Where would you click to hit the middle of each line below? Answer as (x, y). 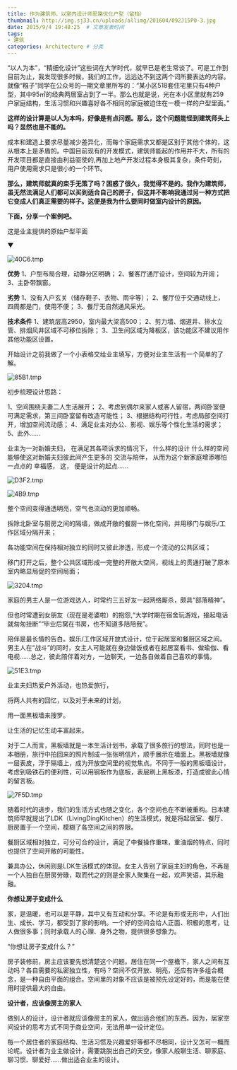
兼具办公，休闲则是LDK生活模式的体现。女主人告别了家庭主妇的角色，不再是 (119, 866)
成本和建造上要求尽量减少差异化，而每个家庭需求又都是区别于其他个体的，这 (119, 142)
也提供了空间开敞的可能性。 (48, 851)
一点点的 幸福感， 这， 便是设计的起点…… (68, 466)
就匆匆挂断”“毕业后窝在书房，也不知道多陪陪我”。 (79, 624)
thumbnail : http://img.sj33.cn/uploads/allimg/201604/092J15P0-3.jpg (112, 21)
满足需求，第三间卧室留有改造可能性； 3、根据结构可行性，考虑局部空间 (118, 415)
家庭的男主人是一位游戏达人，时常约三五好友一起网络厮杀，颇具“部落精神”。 (118, 600)
